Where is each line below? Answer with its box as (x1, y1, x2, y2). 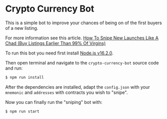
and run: (5, 65, 23, 71)
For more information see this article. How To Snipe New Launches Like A (5, 35, 159, 41)
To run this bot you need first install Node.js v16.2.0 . (5, 50, 114, 56)
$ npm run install (5, 75, 44, 80)
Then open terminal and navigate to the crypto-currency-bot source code (5, 59, 159, 66)
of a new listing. (5, 25, 38, 31)
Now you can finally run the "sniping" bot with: (5, 99, 103, 105)
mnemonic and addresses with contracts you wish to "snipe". (5, 89, 128, 95)
